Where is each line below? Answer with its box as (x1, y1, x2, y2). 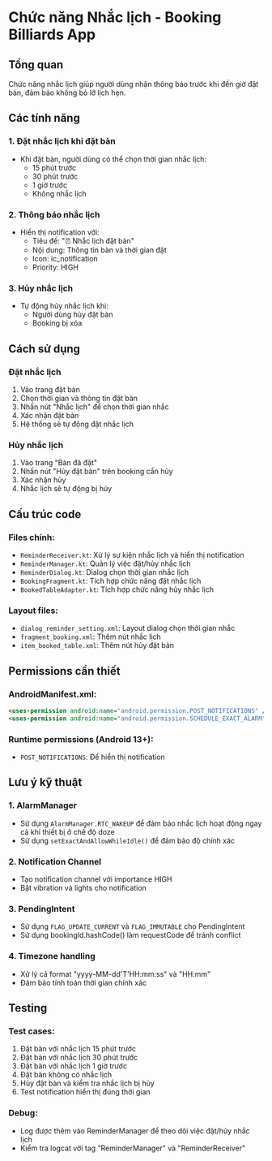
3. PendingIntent (8, 903, 75, 914)
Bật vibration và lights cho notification (19, 883, 147, 892)
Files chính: (8, 532, 55, 543)
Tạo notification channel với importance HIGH (19, 874, 172, 884)
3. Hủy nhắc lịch (8, 283, 74, 294)
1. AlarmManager (8, 800, 77, 811)
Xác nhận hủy (19, 475, 66, 485)
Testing (8, 1001, 48, 1015)
